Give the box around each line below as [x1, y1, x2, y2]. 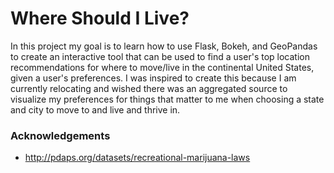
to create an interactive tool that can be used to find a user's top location [10, 50, 310, 62]
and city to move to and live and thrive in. [10, 103, 181, 116]
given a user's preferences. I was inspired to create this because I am [10, 72, 297, 84]
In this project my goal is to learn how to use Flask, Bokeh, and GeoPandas [10, 40, 318, 52]
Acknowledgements [10, 128, 111, 142]
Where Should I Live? [10, 7, 190, 30]
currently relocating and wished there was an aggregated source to [10, 82, 288, 94]
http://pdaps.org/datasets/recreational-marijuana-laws [24, 152, 251, 164]
